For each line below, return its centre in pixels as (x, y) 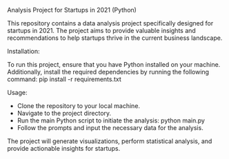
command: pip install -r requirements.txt (64, 79)
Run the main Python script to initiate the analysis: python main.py (111, 120)
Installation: (23, 51)
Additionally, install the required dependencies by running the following (108, 72)
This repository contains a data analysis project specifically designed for (110, 23)
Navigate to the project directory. (64, 113)
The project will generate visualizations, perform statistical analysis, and (110, 141)
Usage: (17, 93)
